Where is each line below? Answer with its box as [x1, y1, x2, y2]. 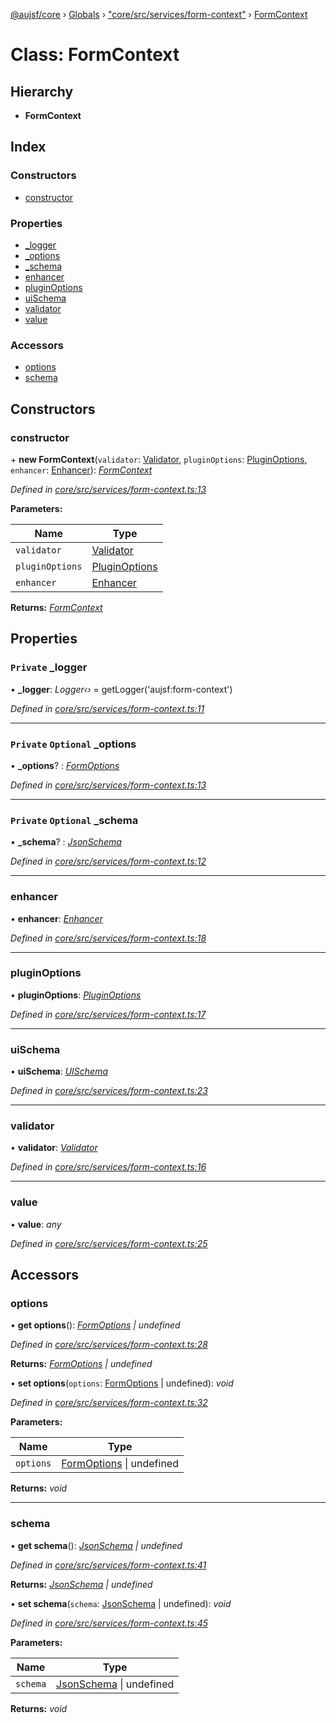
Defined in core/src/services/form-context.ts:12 [10, 855, 207, 868]
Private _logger [10, 660, 88, 674]
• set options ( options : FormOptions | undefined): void [10, 1377, 234, 1389]
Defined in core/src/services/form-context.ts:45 [10, 1617, 209, 1629]
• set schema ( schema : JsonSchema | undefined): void [10, 1597, 232, 1609]
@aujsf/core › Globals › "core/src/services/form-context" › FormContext [10, 9, 308, 20]
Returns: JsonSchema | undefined [10, 1578, 153, 1590]
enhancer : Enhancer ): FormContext [10, 464, 153, 476]
